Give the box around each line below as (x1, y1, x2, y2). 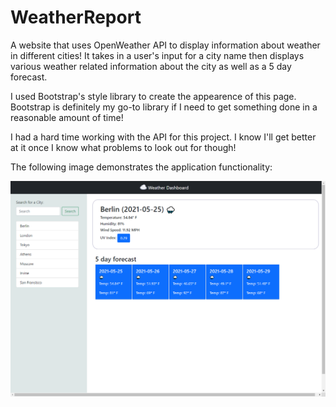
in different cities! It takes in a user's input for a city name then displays (10, 49, 305, 61)
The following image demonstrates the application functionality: (10, 161, 273, 173)
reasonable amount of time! (10, 111, 124, 123)
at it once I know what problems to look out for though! (10, 141, 237, 153)
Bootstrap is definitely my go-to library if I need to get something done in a (10, 101, 318, 113)
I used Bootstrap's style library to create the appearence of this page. (10, 90, 297, 102)
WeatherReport (10, 6, 142, 29)
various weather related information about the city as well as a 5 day (10, 60, 292, 72)
